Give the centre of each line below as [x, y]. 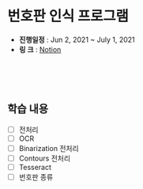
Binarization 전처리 [49, 148]
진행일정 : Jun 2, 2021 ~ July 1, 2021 [77, 40]
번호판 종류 [36, 177]
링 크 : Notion [40, 49]
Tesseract [35, 167]
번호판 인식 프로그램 [68, 16]
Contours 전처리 [45, 158]
